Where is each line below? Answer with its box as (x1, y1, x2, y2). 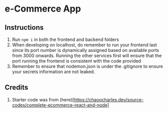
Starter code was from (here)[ (12, 96, 74, 102)
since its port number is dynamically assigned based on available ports (12, 47, 159, 53)
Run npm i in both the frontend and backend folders (12, 36, 119, 42)
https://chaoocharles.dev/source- (73, 96, 144, 102)
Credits (5, 83, 29, 92)
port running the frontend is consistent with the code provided (12, 58, 141, 64)
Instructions (5, 23, 44, 32)
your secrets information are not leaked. (12, 69, 95, 75)
